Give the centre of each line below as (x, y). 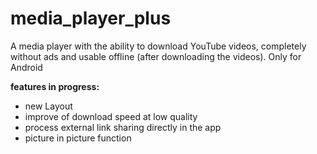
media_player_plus (91, 18)
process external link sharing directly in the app (123, 127)
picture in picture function (78, 138)
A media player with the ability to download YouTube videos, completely (158, 46)
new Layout (48, 106)
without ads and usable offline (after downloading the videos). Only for (156, 56)
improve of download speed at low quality (111, 116)
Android (26, 67)
